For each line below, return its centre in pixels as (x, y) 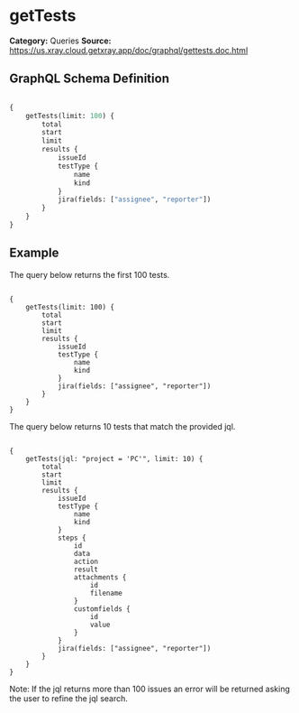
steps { (72, 538)
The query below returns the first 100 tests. (90, 274)
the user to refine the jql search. (69, 698)
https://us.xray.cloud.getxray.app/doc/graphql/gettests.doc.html (129, 50)
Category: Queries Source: (60, 41)
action (86, 561)
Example (34, 253)
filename (106, 593)
